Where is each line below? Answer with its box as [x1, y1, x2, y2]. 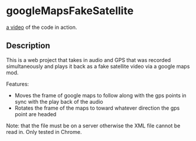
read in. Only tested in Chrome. [6, 128, 82, 135]
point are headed [14, 110, 57, 117]
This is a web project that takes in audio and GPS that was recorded [6, 56, 171, 63]
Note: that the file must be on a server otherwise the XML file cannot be [6, 122, 181, 129]
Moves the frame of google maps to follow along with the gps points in [14, 91, 187, 99]
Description [6, 41, 50, 51]
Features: [6, 80, 30, 87]
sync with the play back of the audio [14, 98, 103, 105]
